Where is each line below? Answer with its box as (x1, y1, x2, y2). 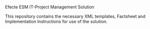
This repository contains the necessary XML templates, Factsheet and (5, 14, 146, 19)
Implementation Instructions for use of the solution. (5, 19, 108, 24)
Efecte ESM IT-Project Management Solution (5, 4, 94, 10)
